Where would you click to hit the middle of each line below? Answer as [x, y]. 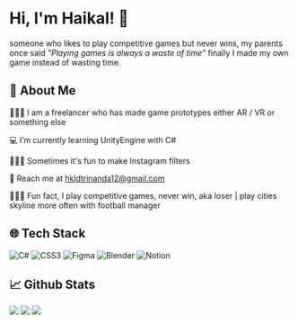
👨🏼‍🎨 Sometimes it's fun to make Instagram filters [100, 160]
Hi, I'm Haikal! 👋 [69, 18]
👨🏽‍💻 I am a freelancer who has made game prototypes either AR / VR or [142, 112]
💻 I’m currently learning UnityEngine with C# [93, 139]
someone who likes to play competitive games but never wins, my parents [146, 43]
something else [38, 121]
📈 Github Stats [53, 284]
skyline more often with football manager [85, 205]
